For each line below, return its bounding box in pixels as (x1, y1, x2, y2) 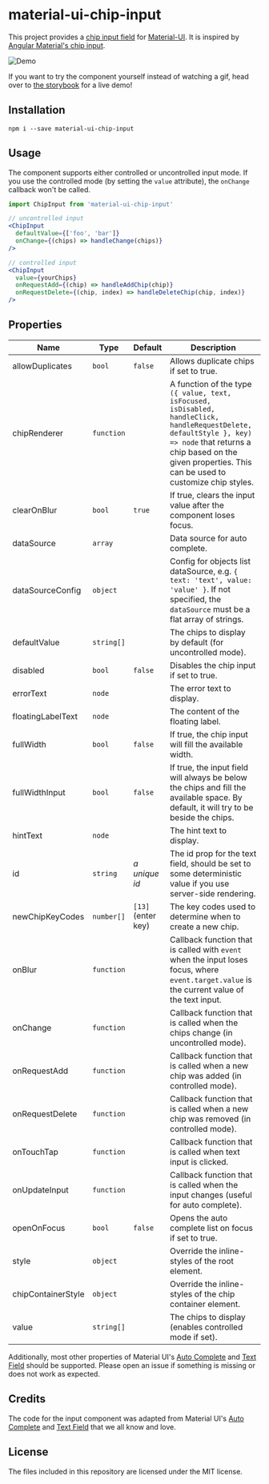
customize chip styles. (169, 477, 255, 488)
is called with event (169, 943, 242, 955)
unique (133, 867, 159, 879)
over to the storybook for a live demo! (8, 80, 133, 90)
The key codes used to (169, 901, 256, 912)
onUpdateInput (12, 1184, 70, 1195)
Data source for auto (169, 533, 247, 544)
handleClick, (169, 412, 219, 421)
